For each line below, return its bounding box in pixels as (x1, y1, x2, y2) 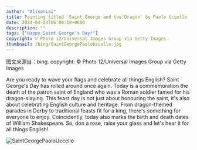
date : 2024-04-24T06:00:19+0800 (6, 19, 85, 25)
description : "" (6, 25, 46, 31)
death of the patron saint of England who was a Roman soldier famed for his (6, 88, 190, 96)
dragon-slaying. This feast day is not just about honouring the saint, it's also (6, 94, 190, 101)
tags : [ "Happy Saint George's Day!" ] (6, 30, 98, 36)
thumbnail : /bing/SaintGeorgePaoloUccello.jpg (6, 42, 122, 47)
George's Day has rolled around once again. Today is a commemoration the (6, 82, 189, 89)
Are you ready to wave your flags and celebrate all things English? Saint (6, 76, 179, 83)
